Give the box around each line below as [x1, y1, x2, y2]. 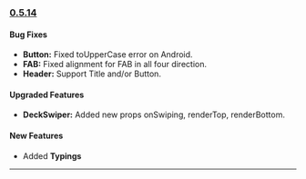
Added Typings [22, 150, 82, 161]
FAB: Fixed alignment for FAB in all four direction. [22, 59, 208, 70]
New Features [9, 130, 64, 141]
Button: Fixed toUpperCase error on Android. [22, 49, 193, 60]
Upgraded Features [9, 89, 85, 100]
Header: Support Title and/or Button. [22, 68, 162, 79]
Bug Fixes [9, 29, 48, 40]
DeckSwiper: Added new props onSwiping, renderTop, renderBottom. [22, 109, 285, 120]
